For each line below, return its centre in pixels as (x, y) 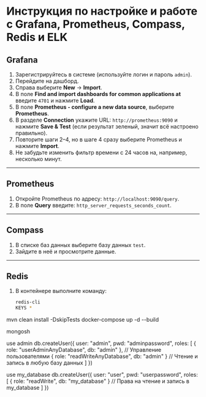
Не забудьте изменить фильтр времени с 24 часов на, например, (101, 152)
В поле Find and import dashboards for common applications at (98, 94)
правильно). (31, 133)
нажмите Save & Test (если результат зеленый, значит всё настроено (107, 126)
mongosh (18, 332)
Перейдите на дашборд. (47, 81)
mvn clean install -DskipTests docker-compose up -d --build (83, 320)
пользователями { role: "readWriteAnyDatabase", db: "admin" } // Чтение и (102, 357)
